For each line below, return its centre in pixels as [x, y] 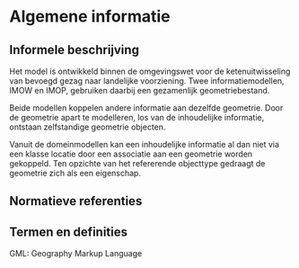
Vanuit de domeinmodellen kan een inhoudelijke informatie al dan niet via [145, 144]
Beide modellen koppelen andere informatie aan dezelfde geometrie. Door [146, 108]
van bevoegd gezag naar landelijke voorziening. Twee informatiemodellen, [147, 81]
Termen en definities [69, 232]
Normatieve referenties [76, 201]
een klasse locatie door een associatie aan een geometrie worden [131, 154]
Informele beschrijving [74, 50]
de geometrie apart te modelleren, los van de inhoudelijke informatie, [137, 117]
